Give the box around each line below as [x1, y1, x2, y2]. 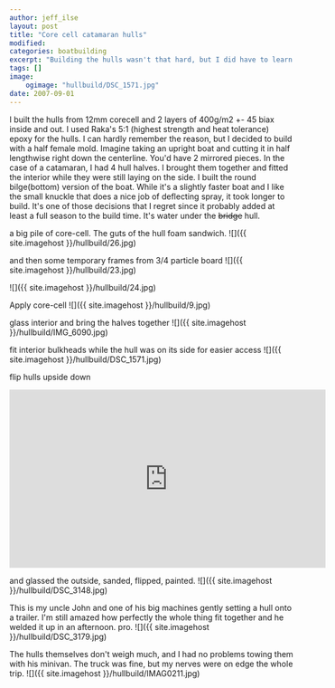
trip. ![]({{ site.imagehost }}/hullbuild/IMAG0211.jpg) [9, 667, 200, 679]
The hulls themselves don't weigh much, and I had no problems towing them [9, 648, 293, 659]
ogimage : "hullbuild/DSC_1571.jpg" [25, 81, 160, 90]
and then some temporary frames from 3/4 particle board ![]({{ [9, 254, 244, 265]
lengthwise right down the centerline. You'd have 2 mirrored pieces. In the [9, 152, 285, 163]
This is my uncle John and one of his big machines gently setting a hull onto [9, 602, 292, 613]
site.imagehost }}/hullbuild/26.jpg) [9, 237, 137, 248]
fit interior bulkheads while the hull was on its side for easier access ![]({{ [9, 344, 282, 355]
